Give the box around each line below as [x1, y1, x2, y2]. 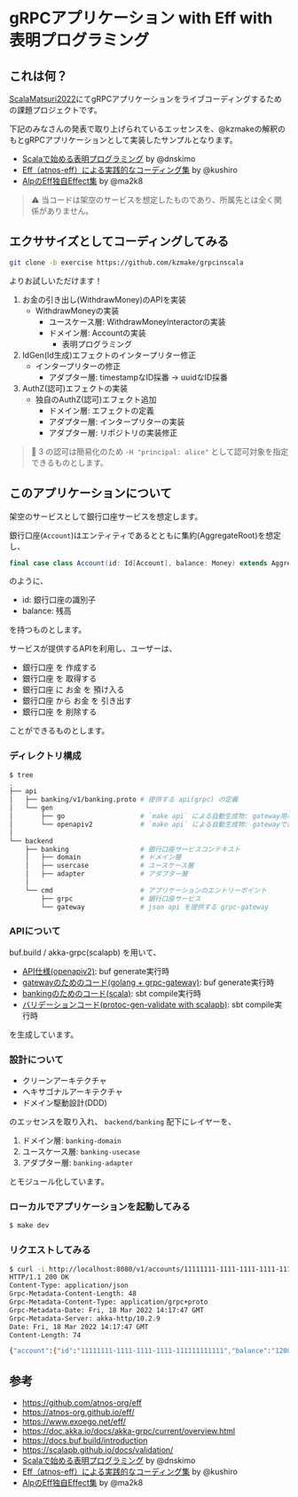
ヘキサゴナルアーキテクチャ [21, 1086, 123, 1097]
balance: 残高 [21, 605, 73, 617]
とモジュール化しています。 [9, 1177, 109, 1187]
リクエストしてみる [9, 1244, 91, 1257]
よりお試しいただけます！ [9, 275, 103, 286]
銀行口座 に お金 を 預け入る [21, 684, 125, 695]
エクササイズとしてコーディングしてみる [9, 234, 229, 249]
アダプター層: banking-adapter [21, 1157, 134, 1168]
